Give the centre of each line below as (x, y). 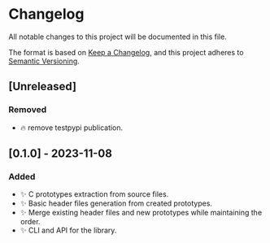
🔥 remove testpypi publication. (72, 128)
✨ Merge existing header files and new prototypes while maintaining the (141, 213)
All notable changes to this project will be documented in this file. (118, 37)
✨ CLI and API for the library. (68, 230)
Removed (28, 110)
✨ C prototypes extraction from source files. (94, 194)
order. (30, 222)
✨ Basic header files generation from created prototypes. (116, 203)
